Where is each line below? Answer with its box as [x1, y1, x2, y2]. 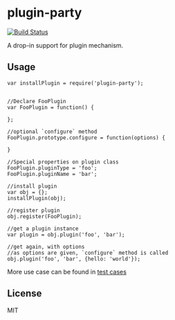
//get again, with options [7, 243, 85, 250]
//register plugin [7, 206, 60, 214]
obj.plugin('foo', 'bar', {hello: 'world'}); [7, 255, 140, 263]
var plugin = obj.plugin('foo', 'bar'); [7, 231, 126, 238]
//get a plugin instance [7, 225, 79, 232]
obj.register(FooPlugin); [7, 213, 82, 220]
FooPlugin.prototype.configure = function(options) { [7, 134, 166, 141]
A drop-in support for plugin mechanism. [7, 41, 124, 49]
